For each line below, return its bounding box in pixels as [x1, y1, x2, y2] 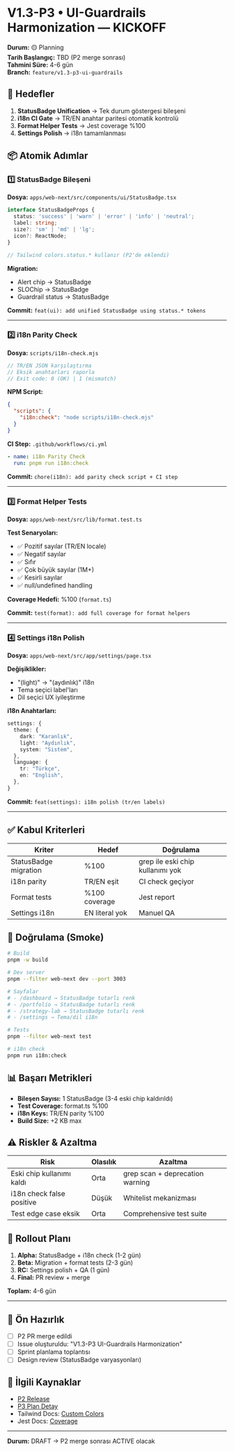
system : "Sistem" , [19, 746, 73, 753]
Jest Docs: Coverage [17, 1417, 78, 1426]
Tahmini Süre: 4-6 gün [7, 61, 74, 69]
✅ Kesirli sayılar [17, 573, 63, 581]
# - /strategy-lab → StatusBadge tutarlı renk [7, 1008, 145, 1015]
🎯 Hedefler [7, 88, 54, 100]
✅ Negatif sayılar [17, 549, 66, 558]
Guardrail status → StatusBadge [17, 292, 109, 301]
